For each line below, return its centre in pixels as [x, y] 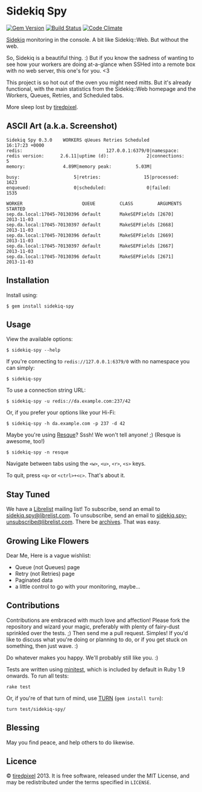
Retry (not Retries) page [45, 574]
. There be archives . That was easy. [116, 522]
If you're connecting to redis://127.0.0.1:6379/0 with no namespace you [98, 361]
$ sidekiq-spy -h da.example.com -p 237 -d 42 [66, 424]
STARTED [16, 209]
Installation [28, 281]
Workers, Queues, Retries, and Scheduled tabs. [65, 95]
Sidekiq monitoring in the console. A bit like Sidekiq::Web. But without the [97, 39]
